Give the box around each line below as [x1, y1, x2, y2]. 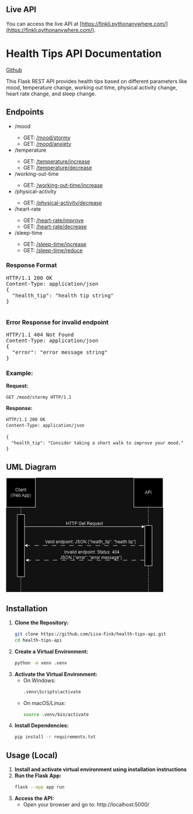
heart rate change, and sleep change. [6, 90, 96, 97]
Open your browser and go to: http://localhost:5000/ [23, 801, 150, 808]
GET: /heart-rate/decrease [23, 223, 87, 230]
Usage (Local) [6, 750, 58, 760]
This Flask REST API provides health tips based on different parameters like [6, 77, 188, 84]
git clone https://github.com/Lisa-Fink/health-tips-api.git [14, 631, 167, 637]
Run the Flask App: [14, 772, 62, 779]
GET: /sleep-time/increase [23, 240, 86, 248]
